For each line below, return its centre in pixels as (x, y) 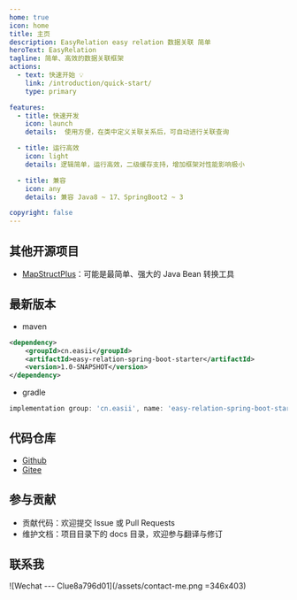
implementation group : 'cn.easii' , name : (87, 409)
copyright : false (41, 213)
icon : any (43, 188)
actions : (25, 67)
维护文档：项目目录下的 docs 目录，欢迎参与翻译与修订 (122, 534)
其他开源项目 (44, 251)
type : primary (51, 91)
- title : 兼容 (42, 181)
